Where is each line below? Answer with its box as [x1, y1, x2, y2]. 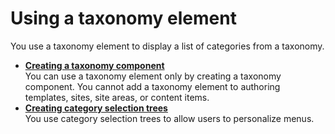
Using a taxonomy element [10, 7, 237, 30]
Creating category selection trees [24, 102, 168, 114]
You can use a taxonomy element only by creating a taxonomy [24, 70, 282, 82]
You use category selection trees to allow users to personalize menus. [24, 112, 315, 124]
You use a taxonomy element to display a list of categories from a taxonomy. [10, 40, 325, 52]
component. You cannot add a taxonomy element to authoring [24, 80, 281, 92]
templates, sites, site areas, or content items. [24, 91, 210, 103]
